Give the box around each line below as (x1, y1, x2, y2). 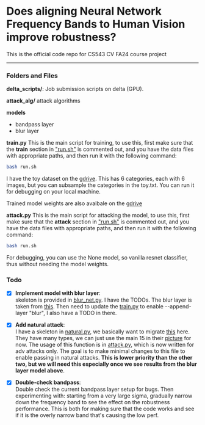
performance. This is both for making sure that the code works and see (15, 405, 195, 413)
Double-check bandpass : (15, 379, 81, 386)
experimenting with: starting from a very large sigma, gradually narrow (15, 392, 193, 399)
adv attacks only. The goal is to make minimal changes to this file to (15, 347, 185, 355)
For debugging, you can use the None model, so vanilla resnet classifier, (6, 253, 188, 261)
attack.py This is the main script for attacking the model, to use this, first (6, 212, 190, 219)
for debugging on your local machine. (6, 188, 101, 195)
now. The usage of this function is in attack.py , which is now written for (15, 341, 195, 349)
